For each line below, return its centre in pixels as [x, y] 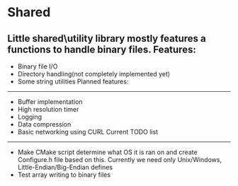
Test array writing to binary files [64, 175]
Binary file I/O [38, 66]
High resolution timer [48, 109]
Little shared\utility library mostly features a [107, 39]
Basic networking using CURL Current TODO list [87, 132]
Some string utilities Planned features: [73, 81]
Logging [30, 117]
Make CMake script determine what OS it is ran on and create [107, 152]
